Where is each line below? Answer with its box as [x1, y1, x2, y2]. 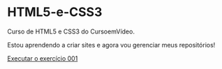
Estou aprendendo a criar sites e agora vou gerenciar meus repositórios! [7, 40, 216, 49]
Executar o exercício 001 [7, 54, 78, 63]
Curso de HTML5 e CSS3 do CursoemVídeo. [7, 27, 135, 36]
